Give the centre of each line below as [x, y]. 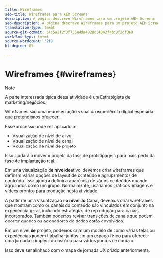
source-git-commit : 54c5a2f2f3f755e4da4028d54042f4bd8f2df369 [69, 32]
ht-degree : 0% [19, 46]
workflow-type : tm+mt [27, 37]
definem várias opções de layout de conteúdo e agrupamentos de [71, 175]
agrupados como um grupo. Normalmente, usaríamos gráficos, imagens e [79, 185]
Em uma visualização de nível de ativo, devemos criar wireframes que [74, 170]
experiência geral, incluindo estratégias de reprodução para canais [72, 210]
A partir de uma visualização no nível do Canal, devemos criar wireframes [79, 200]
